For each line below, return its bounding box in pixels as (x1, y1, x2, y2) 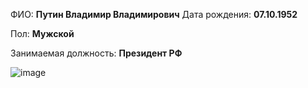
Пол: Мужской (10, 28, 75, 39)
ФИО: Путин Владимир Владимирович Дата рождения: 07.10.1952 (10, 9, 298, 20)
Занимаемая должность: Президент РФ (10, 47, 183, 59)
